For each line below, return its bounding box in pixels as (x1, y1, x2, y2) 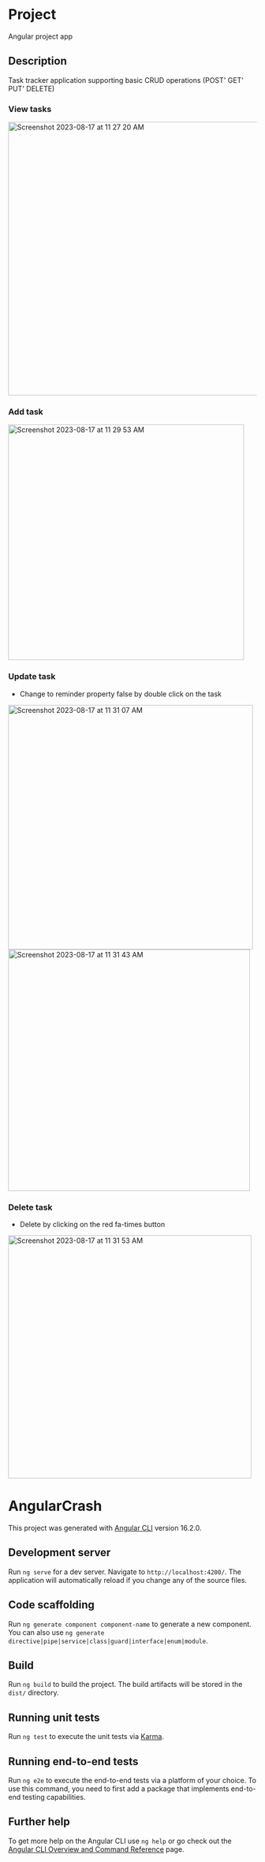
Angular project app (8, 32, 73, 41)
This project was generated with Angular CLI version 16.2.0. (8, 1523, 203, 1532)
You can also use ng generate (8, 1627, 105, 1637)
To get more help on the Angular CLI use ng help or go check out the (8, 1836, 232, 1845)
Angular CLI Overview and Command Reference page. (8, 1844, 185, 1854)
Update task (8, 671, 56, 682)
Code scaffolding (8, 1599, 95, 1612)
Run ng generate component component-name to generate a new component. (8, 1619, 252, 1629)
